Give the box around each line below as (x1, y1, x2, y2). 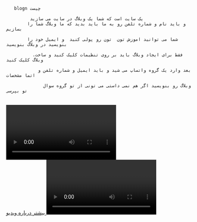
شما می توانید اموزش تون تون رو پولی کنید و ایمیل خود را (27, 37, 178, 42)
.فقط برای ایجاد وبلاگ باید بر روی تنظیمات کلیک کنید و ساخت (32, 52, 183, 58)
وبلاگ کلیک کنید (6, 57, 44, 63)
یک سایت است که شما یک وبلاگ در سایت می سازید (29, 16, 144, 22)
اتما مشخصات (6, 72, 35, 78)
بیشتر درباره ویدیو (6, 209, 45, 216)
